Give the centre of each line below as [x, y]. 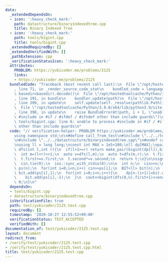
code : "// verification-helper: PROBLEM [52, 131]
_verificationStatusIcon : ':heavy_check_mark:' [60, 61]
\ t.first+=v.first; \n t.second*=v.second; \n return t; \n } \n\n [85, 159]
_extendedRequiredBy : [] [35, 47]
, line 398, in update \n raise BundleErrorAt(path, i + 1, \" [84, 112]
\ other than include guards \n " [48, 126]
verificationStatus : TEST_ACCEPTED [47, 219]
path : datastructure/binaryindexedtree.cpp [60, 24]
